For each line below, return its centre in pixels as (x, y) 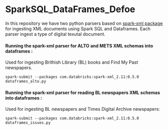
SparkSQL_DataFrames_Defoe (70, 9)
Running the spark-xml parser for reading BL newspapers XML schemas (83, 93)
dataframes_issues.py (28, 123)
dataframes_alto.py (26, 81)
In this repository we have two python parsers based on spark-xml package (84, 23)
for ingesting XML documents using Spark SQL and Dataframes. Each (78, 28)
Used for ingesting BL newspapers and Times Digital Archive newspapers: (83, 109)
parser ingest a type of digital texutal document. (55, 34)
